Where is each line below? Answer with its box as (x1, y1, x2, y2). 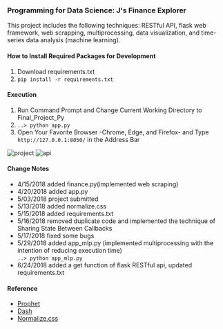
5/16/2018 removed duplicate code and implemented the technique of (17, 217, 216, 225)
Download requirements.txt (17, 67, 95, 75)
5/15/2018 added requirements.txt (17, 209, 114, 217)
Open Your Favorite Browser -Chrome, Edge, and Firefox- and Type (17, 127, 209, 136)
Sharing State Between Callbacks (17, 224, 113, 232)
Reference (7, 284, 38, 292)
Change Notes (7, 165, 50, 173)
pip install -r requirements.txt (17, 75, 114, 83)
